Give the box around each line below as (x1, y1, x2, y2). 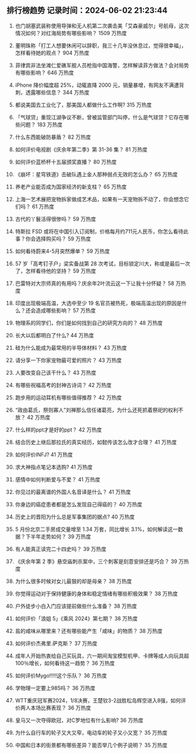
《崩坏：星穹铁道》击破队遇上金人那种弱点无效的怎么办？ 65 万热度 (15, 170, 178, 177)
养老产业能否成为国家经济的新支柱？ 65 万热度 (15, 183, 127, 190)
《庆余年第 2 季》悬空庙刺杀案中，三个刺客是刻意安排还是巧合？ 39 (15, 558, 177, 565)
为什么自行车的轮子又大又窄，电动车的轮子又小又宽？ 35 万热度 (15, 729, 168, 736)
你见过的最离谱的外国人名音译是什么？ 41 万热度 (15, 488, 131, 495)
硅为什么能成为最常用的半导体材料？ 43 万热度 (15, 344, 127, 351)
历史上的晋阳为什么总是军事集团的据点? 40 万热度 (15, 513, 135, 520)
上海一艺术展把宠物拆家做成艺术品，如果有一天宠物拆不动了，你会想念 (15, 196, 184, 203)
